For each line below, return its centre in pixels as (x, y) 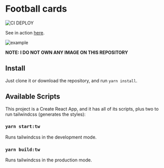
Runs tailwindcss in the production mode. (49, 160)
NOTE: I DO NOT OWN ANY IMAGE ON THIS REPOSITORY (67, 52)
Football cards (36, 9)
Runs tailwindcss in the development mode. (51, 137)
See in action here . (25, 32)
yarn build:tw (23, 149)
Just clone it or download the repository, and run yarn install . (71, 80)
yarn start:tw (23, 127)
